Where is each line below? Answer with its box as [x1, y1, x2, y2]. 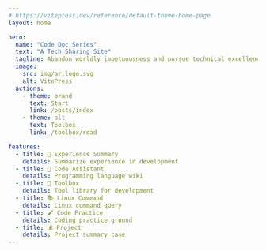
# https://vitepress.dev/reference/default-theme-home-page [8, 11, 211, 20]
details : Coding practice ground [22, 216, 133, 224]
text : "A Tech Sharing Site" [15, 48, 112, 56]
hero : [8, 33, 26, 41]
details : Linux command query [22, 201, 123, 209]
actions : [15, 84, 44, 92]
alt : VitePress [22, 77, 73, 85]
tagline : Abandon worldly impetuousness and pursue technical [15, 55, 225, 63]
